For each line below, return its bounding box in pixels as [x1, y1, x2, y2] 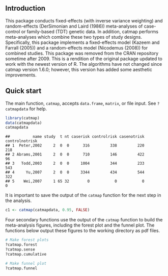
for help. [29, 106, 47, 112]
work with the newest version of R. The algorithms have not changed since [5, 61, 162, 67]
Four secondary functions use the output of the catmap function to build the [5, 217, 163, 223]
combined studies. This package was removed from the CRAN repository [5, 50, 159, 56]
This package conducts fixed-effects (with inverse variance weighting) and [5, 17, 163, 23]
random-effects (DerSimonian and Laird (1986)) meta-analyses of [5, 23, 143, 29]
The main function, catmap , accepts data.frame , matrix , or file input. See [5, 100, 156, 106]
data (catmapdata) [5, 120, 42, 126]
